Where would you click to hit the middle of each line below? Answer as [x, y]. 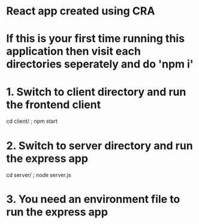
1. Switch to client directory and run [96, 92]
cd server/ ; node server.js [39, 175]
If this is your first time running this [95, 39]
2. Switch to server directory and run [99, 145]
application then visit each [73, 51]
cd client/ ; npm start [32, 121]
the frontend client [53, 104]
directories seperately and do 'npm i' [100, 64]
